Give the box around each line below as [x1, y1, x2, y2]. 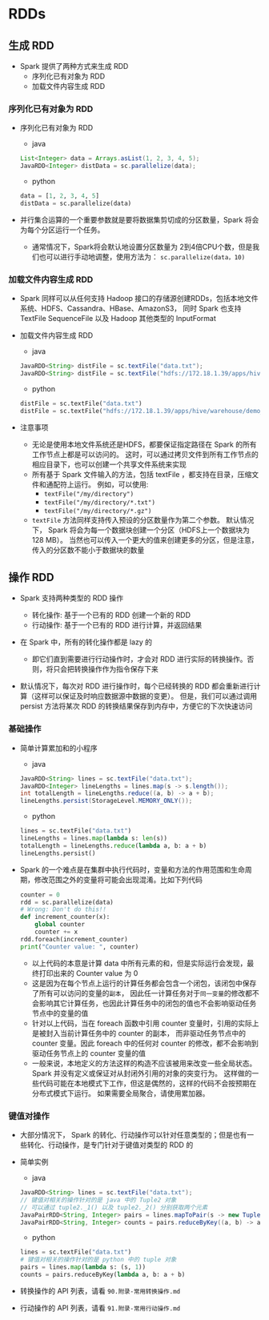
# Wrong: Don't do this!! [19, 905, 106, 913]
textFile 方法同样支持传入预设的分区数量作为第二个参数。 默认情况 [31, 515, 255, 524]
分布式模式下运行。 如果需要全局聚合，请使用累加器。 [31, 1088, 210, 1097]
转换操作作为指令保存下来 [74, 664, 159, 674]
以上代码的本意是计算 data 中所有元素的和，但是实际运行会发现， [31, 958, 247, 968]
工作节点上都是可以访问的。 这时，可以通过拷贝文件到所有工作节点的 [31, 449, 259, 459]
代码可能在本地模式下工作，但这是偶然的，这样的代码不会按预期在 [38, 1078, 257, 1088]
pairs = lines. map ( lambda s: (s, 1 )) [19, 1263, 147, 1271]
